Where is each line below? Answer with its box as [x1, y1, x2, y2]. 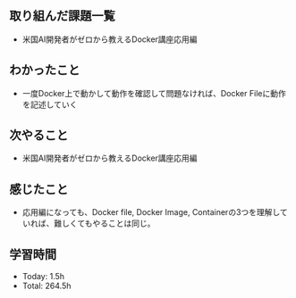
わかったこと [9, 62, 80, 78]
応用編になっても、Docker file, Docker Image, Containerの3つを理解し [21, 207, 280, 218]
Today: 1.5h [21, 271, 65, 282]
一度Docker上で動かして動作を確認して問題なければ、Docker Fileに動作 [21, 87, 286, 98]
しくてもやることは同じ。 [61, 218, 156, 229]
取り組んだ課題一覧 [9, 8, 115, 24]
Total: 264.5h [21, 280, 72, 292]
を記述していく [21, 99, 78, 110]
